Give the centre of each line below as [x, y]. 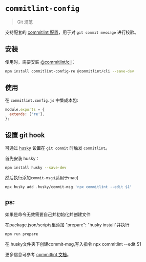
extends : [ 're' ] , [27, 114]
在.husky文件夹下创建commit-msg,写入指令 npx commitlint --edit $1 [73, 244]
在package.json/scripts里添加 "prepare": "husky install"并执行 [67, 225]
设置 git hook [25, 135]
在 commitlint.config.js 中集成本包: [42, 100]
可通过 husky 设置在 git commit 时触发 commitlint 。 [57, 148]
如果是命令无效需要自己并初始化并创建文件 [48, 214]
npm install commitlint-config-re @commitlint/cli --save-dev [70, 71]
